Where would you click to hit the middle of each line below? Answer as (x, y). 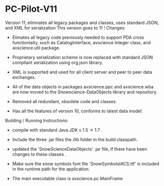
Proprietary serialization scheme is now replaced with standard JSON (82, 57)
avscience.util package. (36, 48)
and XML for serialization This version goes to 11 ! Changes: (66, 27)
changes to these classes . (39, 154)
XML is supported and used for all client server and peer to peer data (82, 72)
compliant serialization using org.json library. (57, 62)
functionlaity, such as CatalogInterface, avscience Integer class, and (82, 42)
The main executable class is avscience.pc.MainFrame (67, 178)
